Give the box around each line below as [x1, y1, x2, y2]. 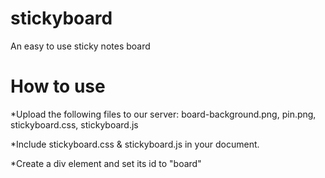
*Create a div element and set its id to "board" [10, 157, 202, 169]
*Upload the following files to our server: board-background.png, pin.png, [10, 108, 317, 120]
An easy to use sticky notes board [10, 40, 151, 52]
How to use [10, 75, 106, 98]
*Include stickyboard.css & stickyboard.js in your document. [10, 138, 260, 150]
